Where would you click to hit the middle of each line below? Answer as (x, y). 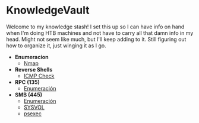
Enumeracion (31, 57)
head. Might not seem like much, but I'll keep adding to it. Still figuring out (96, 39)
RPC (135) (27, 82)
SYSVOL (34, 107)
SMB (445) (29, 95)
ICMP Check (39, 76)
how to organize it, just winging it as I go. (56, 46)
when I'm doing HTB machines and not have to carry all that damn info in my (100, 33)
